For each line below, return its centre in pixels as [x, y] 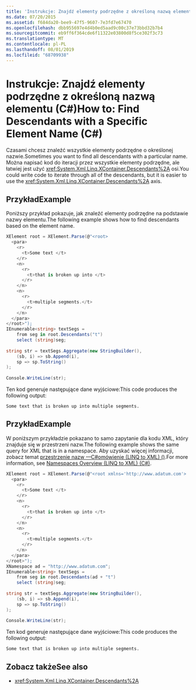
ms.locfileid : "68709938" [37, 55]
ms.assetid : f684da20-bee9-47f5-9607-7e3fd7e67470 [69, 22]
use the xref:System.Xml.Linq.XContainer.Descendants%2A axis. [84, 181]
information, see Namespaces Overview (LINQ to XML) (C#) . [79, 463]
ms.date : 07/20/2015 [31, 17]
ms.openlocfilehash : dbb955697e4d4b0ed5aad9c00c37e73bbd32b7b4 [85, 28]
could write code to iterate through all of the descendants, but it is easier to [97, 175]
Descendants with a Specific [77, 121]
